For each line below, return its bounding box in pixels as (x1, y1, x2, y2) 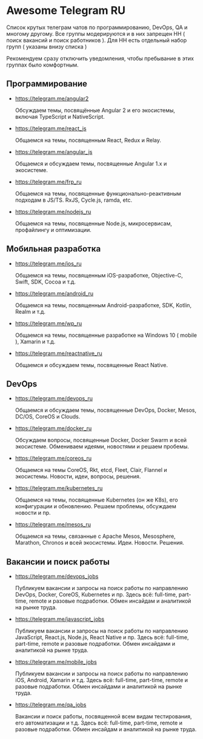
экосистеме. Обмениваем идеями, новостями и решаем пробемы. (15, 443, 190, 450)
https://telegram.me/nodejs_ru (15, 208, 92, 215)
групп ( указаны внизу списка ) (6, 43, 87, 50)
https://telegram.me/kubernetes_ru (15, 485, 103, 492)
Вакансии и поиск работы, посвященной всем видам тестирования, (15, 713, 192, 720)
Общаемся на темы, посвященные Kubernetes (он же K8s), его (15, 496, 178, 503)
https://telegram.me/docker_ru (15, 425, 92, 432)
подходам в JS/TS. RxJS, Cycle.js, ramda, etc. (15, 196, 132, 204)
